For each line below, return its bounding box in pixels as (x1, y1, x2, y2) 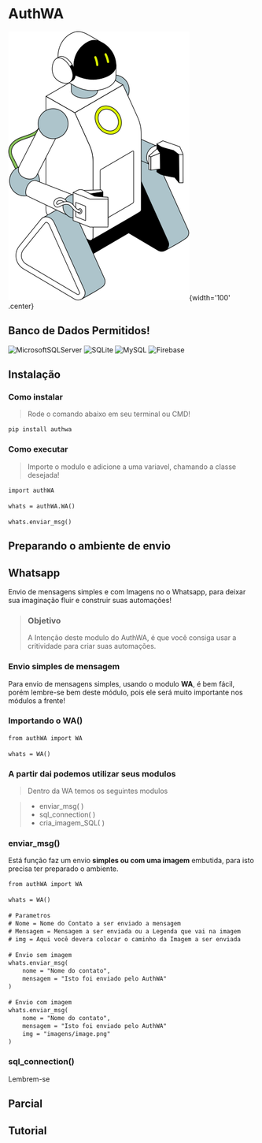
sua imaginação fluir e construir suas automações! (8, 595, 172, 605)
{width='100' (189, 292, 231, 302)
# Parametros (8, 912, 51, 920)
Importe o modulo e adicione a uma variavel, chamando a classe (27, 462, 237, 471)
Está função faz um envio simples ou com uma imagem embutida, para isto (8, 856, 254, 866)
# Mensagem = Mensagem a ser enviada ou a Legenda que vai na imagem (8, 928, 242, 936)
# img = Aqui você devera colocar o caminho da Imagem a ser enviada (8, 936, 242, 944)
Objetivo (27, 615, 61, 626)
